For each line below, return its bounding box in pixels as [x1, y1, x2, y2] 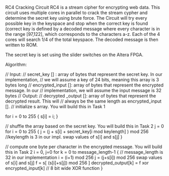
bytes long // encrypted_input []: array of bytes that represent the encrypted [5, 82, 164, 88]
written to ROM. [5, 42, 38, 48]
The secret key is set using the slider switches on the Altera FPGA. [5, 52, 144, 58]
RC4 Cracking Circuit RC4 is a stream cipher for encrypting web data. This [5, 5, 160, 10]
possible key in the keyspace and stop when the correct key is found [5, 20, 148, 26]
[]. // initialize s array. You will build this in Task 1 [5, 104, 105, 109]
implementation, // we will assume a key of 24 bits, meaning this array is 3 [5, 77, 159, 82]
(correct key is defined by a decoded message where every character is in [5, 26, 160, 32]
